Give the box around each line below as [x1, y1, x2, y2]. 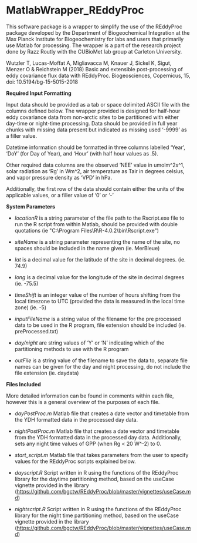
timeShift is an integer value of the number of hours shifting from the [14, 291, 181, 298]
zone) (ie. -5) [14, 304, 47, 311]
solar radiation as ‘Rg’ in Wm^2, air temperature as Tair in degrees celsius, [6, 167, 185, 174]
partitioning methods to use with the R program [14, 345, 129, 352]
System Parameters [6, 203, 56, 210]
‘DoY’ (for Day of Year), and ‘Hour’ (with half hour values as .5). [6, 150, 158, 157]
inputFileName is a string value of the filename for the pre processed [14, 315, 181, 322]
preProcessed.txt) [14, 327, 59, 335]
